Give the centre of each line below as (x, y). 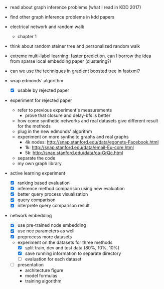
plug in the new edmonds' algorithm (55, 131)
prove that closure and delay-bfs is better (68, 115)
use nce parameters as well (46, 231)
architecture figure (44, 270)
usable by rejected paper (43, 90)
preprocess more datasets (45, 237)
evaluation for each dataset (53, 259)
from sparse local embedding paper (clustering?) (60, 61)
